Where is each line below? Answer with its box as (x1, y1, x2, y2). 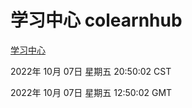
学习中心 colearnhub (10, 9, 183, 32)
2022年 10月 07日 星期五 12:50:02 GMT (10, 86, 173, 98)
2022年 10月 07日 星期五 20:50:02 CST (10, 65, 172, 77)
